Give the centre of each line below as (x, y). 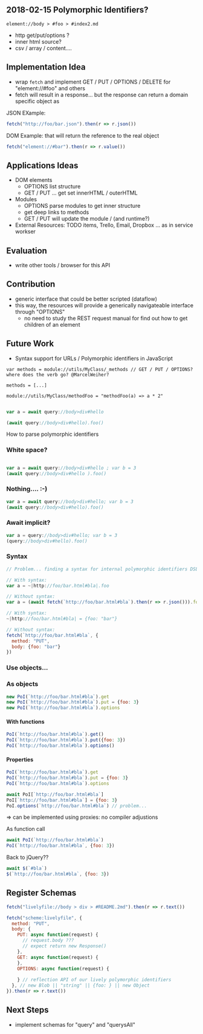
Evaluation (27, 251)
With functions (25, 721)
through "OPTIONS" (40, 312)
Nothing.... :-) (27, 489)
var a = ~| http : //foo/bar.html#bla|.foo (58, 585)
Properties (20, 759)
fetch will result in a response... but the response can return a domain (101, 95)
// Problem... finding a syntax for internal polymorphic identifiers (97, 569)
